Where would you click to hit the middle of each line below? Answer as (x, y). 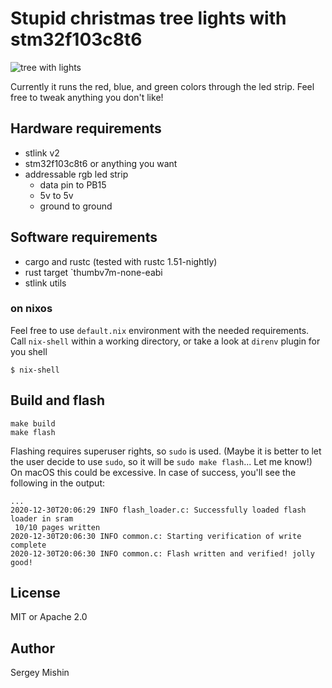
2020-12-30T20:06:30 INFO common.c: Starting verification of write (156, 536)
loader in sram (42, 518)
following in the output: (58, 483)
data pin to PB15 (73, 184)
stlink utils (45, 283)
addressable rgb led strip (76, 174)
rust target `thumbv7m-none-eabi (93, 272)
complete (28, 545)
